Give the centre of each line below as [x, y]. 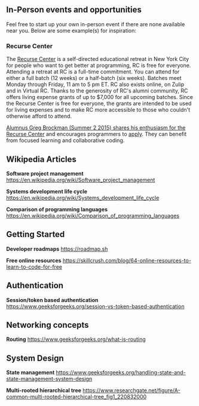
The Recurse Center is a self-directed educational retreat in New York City [98, 59]
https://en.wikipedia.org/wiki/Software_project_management [81, 180]
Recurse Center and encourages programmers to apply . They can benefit [97, 134]
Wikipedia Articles [41, 159]
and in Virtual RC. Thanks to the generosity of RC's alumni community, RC [97, 91]
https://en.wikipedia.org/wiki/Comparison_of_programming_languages [93, 216]
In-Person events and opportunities [74, 10]
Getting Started [36, 234]
